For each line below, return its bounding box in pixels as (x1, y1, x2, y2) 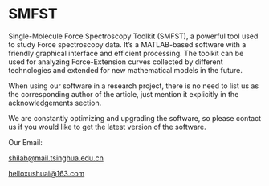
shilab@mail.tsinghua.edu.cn (8, 153, 104, 163)
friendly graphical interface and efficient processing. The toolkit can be (8, 48, 244, 58)
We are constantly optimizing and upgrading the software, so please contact (8, 113, 262, 123)
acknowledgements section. (8, 98, 102, 107)
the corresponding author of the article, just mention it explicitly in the (8, 89, 239, 99)
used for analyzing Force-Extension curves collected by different (8, 57, 223, 67)
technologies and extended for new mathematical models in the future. (8, 65, 243, 75)
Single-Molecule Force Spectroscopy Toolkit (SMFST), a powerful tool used (8, 31, 259, 41)
